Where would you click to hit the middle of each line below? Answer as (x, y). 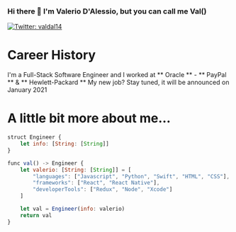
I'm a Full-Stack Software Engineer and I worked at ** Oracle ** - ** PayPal (117, 75)
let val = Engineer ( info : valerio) (73, 209)
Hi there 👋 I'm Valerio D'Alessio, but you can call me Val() (107, 11)
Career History (52, 55)
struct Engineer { (34, 137)
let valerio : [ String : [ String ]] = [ (76, 170)
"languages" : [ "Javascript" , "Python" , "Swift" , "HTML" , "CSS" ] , (131, 176)
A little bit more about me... (89, 118)
